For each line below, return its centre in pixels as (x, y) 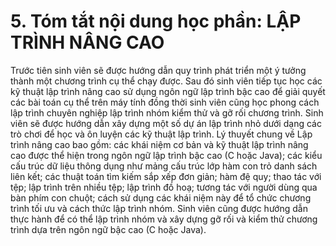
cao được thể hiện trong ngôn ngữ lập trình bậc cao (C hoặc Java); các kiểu (166, 155)
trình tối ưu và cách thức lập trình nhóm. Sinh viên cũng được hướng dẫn (159, 208)
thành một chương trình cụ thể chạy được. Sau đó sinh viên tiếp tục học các (166, 81)
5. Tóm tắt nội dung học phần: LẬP (156, 21)
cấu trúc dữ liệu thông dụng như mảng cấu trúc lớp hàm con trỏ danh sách (164, 166)
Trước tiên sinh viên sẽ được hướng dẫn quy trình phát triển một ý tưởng (158, 70)
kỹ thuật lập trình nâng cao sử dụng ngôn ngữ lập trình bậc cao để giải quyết (168, 91)
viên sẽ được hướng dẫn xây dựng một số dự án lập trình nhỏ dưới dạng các (166, 123)
